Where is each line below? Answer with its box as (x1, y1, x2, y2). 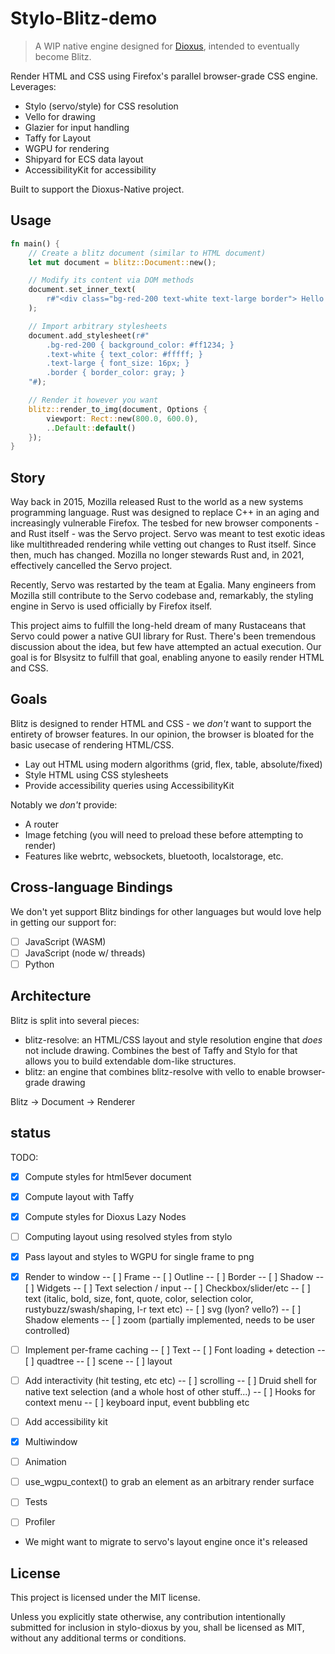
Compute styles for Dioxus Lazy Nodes (24, 1210, 187, 1222)
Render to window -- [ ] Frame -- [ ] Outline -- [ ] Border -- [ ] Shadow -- (24, 1270, 325, 1282)
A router (24, 818, 59, 830)
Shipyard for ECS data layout (24, 153, 144, 165)
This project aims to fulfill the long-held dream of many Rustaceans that (10, 620, 306, 632)
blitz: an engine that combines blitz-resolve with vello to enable (24, 1065, 286, 1077)
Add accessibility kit (24, 1416, 108, 1427)
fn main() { (10, 238, 60, 249)
